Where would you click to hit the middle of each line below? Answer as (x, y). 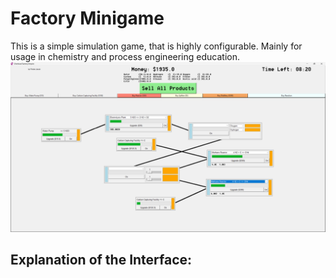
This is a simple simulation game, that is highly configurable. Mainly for (156, 46)
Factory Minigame (87, 18)
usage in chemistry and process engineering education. (125, 56)
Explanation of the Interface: (101, 260)
